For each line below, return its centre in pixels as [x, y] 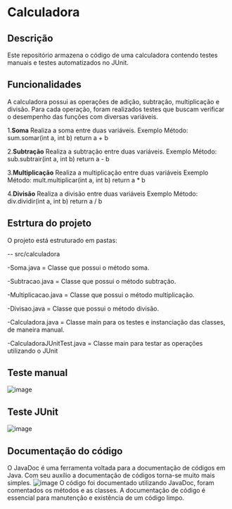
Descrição [30, 38]
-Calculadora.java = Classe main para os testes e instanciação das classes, [116, 322]
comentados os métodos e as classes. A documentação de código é [107, 491]
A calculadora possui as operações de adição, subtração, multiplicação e [114, 101]
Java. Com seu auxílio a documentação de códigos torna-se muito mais [111, 475]
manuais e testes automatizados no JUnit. [68, 63]
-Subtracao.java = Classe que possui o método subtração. [92, 281]
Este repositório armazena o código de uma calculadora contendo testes [112, 55]
